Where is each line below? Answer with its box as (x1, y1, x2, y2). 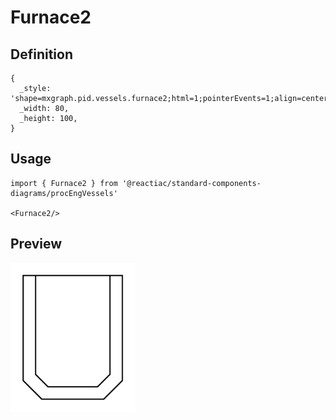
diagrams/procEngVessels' (10, 188, 118, 198)
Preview (10, 236, 63, 253)
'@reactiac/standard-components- (121, 178, 262, 188)
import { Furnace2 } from (10, 178, 118, 188)
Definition (10, 46, 73, 63)
